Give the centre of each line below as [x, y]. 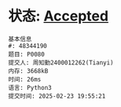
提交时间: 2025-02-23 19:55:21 [57, 96]
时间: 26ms [25, 79]
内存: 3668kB [28, 71]
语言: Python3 [30, 87]
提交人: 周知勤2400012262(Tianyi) [61, 63]
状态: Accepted [58, 16]
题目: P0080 [26, 54]
